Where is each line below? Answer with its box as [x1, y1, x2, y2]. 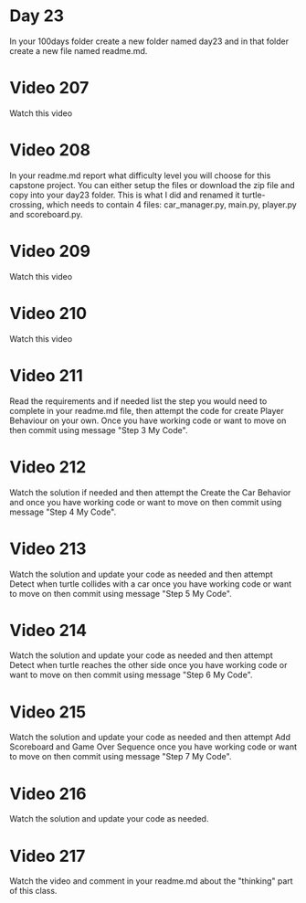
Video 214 [9, 620, 88, 641]
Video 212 [9, 456, 87, 477]
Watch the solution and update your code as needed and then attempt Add [9, 732, 290, 743]
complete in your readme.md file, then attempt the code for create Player [9, 405, 285, 416]
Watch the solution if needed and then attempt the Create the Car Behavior [9, 486, 291, 498]
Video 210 [9, 303, 88, 324]
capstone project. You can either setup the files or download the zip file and [9, 179, 295, 190]
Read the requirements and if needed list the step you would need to [9, 395, 268, 407]
